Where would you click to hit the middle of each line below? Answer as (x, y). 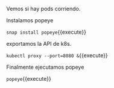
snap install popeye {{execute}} (46, 32)
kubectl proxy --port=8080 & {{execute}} (57, 55)
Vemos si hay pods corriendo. (43, 9)
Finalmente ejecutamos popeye (45, 67)
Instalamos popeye (30, 20)
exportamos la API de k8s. (39, 44)
